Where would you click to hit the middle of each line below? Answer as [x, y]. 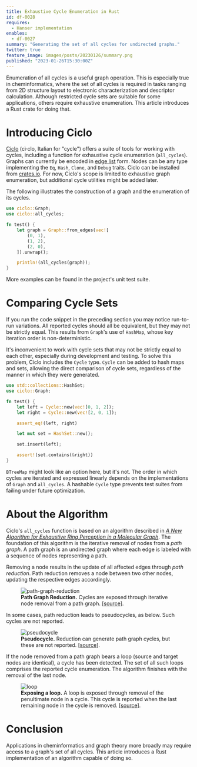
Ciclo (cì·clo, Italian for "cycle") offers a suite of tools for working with [91, 149]
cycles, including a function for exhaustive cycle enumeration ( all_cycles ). [97, 155]
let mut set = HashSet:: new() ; [55, 434]
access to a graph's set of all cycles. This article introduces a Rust [86, 752]
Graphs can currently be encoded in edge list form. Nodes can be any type [97, 161]
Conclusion [35, 729]
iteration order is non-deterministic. [49, 338]
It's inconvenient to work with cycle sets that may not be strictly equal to [94, 350]
